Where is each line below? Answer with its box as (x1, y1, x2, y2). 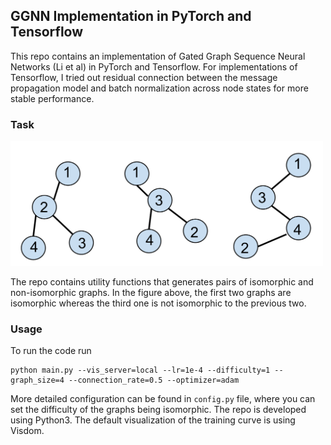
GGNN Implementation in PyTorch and (10, 8, 252, 25)
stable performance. (10, 92, 95, 104)
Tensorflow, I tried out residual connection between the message (10, 71, 278, 83)
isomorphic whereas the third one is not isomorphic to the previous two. (10, 297, 307, 309)
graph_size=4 (10, 375, 65, 386)
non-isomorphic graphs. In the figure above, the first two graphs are (10, 286, 292, 298)
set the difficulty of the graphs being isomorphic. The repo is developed (10, 404, 307, 416)
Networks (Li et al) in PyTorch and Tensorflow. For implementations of (10, 60, 298, 73)
